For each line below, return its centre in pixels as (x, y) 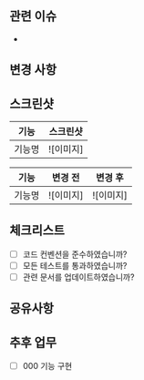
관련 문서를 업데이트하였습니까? (78, 277)
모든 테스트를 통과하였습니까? (75, 265)
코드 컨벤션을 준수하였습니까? (75, 254)
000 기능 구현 (47, 366)
